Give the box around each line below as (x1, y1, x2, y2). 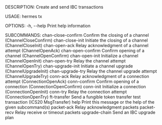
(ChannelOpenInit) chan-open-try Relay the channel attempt (5, 58, 126, 63)
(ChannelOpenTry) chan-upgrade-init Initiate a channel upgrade (5, 63, 133, 69)
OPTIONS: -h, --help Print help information (5, 23, 91, 29)
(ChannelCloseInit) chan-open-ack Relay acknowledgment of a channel (5, 43, 149, 48)
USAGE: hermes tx (5, 14, 42, 19)
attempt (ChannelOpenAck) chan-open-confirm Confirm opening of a (5, 48, 144, 53)
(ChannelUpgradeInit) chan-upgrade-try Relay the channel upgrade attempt (5, 68, 157, 74)
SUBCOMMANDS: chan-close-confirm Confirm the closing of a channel (5, 32, 149, 38)
